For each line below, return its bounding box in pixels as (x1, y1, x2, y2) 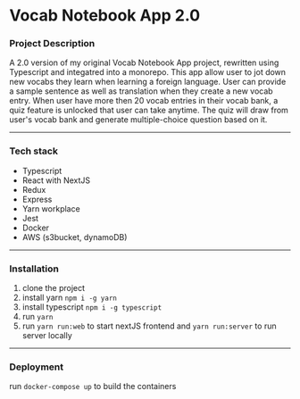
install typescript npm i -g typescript (21, 302, 162, 312)
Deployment (9, 361, 64, 373)
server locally (21, 330, 73, 341)
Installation (9, 262, 60, 275)
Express (21, 194, 53, 204)
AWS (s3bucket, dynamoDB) (21, 231, 128, 242)
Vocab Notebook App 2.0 (9, 5, 201, 26)
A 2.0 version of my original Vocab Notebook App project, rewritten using (9, 57, 279, 68)
